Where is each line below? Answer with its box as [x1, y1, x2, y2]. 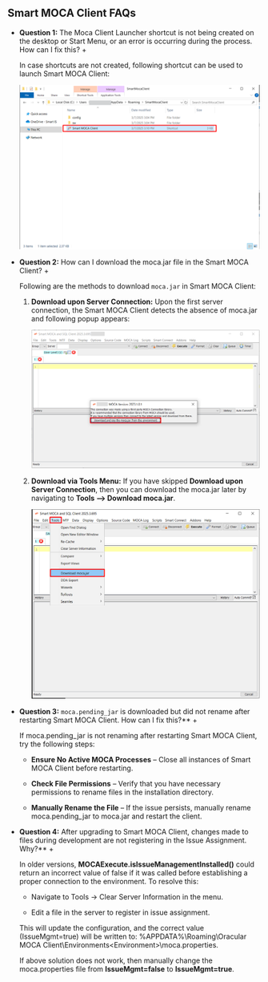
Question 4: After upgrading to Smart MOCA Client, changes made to [18, 827, 249, 837]
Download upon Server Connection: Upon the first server [30, 297, 223, 307]
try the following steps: [18, 739, 95, 749]
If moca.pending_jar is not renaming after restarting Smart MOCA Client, [18, 731, 258, 741]
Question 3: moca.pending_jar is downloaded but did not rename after [18, 707, 250, 717]
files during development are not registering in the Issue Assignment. [18, 835, 247, 845]
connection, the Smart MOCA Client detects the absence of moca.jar [30, 305, 258, 315]
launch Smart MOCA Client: [18, 68, 110, 79]
